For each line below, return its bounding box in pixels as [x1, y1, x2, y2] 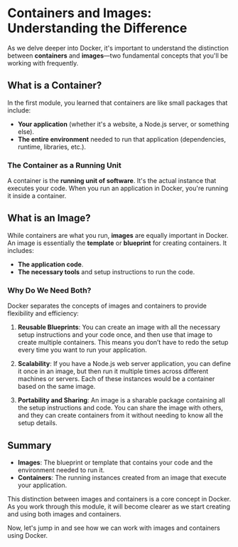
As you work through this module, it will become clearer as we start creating [7, 502, 231, 511]
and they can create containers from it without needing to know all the [17, 411, 224, 420]
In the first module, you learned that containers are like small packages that [7, 98, 228, 107]
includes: [7, 246, 34, 254]
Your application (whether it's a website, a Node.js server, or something [17, 120, 229, 128]
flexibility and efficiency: [7, 309, 80, 318]
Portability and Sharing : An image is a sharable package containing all [17, 396, 225, 405]
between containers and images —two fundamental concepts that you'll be [7, 51, 229, 60]
